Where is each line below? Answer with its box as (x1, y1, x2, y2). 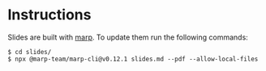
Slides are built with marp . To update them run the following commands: (7, 32, 248, 42)
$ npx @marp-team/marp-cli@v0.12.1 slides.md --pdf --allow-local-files (7, 55, 259, 63)
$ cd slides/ (7, 48, 52, 56)
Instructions (7, 6, 92, 24)
